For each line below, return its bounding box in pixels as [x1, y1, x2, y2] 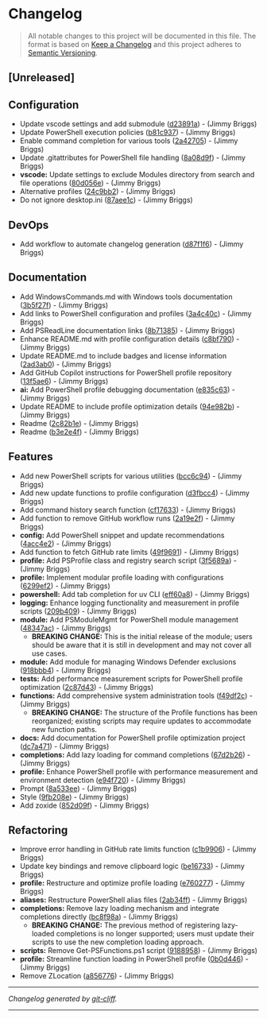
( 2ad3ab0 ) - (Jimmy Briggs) [19, 359, 112, 369]
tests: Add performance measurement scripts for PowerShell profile [19, 673, 243, 684]
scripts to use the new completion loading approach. [31, 937, 204, 947]
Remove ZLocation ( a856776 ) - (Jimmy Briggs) [19, 971, 175, 981]
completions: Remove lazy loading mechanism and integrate [19, 904, 220, 913]
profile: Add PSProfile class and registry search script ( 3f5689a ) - [19, 556, 237, 565]
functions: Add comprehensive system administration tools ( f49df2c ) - [19, 691, 253, 700]
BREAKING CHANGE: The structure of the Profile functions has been [31, 707, 258, 717]
